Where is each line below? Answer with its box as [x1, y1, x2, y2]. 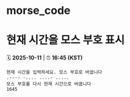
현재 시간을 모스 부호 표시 [6, 33, 125, 47]
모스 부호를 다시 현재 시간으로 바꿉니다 [6, 81, 92, 87]
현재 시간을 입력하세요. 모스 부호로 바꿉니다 [6, 69, 103, 76]
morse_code [6, 4, 71, 18]
